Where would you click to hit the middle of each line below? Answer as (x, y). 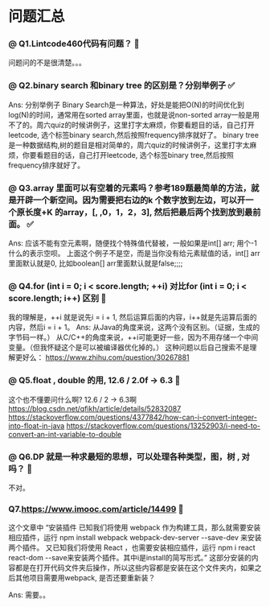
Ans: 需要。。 (29, 595)
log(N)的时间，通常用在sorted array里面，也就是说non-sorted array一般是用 (134, 114)
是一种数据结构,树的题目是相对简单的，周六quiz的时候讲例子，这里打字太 (129, 145)
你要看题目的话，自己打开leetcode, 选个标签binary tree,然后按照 (128, 155)
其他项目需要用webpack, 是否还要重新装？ (85, 578)
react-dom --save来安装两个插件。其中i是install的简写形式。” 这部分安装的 (130, 558)
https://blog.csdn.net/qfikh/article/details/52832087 (95, 408)
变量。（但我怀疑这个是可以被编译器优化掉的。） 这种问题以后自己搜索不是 (129, 348)
